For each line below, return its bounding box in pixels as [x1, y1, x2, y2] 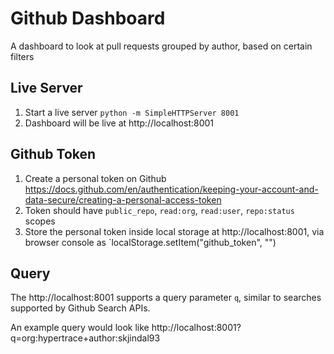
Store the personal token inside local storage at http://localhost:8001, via [24, 225, 325, 237]
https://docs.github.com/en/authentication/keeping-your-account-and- [24, 183, 319, 195]
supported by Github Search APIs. [10, 302, 151, 314]
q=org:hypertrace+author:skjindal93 [10, 332, 161, 344]
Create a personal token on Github [24, 172, 167, 184]
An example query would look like [10, 322, 150, 334]
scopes [24, 215, 56, 227]
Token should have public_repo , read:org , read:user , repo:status [24, 204, 295, 216]
